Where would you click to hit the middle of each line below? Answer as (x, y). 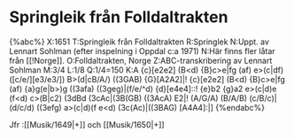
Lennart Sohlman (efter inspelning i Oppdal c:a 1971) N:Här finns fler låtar (143, 50)
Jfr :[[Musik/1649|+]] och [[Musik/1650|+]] (87, 124)
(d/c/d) (22, 107)
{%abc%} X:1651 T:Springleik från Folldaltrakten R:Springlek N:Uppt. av (139, 42)
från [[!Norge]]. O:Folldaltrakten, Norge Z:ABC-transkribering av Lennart (141, 60)
